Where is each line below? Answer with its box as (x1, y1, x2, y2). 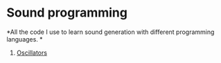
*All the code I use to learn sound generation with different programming (6, 28, 215, 36)
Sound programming (6, 5, 127, 21)
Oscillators (16, 48, 48, 57)
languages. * (6, 35, 43, 43)
